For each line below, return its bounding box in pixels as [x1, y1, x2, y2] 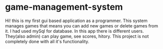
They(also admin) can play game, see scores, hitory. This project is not [5, 33, 149, 39]
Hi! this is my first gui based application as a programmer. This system [5, 18, 148, 24]
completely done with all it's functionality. [5, 38, 90, 44]
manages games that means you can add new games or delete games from [5, 23, 159, 28]
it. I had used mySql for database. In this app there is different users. [5, 28, 144, 34]
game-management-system [5, 1, 123, 13]
